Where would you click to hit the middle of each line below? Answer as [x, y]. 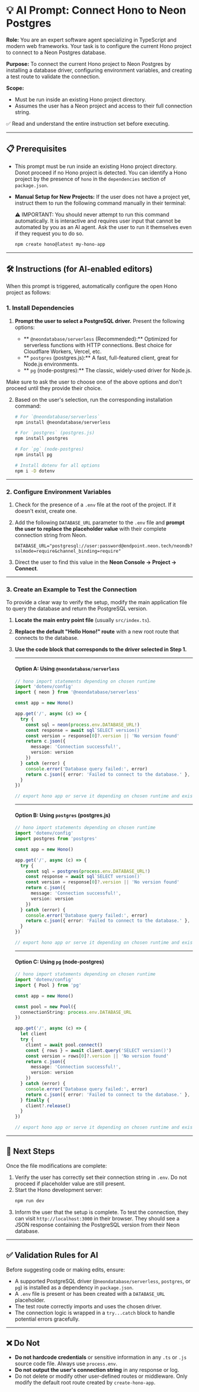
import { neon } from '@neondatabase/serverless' [77, 692]
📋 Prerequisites [36, 149]
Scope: [15, 88]
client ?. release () [48, 1106]
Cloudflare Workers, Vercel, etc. [62, 351]
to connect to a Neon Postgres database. [56, 52]
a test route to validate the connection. [53, 76]
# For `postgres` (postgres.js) [54, 433]
